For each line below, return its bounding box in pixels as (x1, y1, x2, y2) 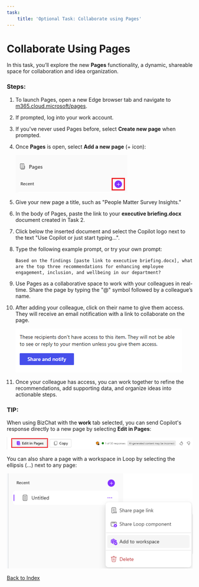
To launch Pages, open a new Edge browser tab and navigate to (15, 96, 171, 103)
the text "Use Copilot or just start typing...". (15, 234, 120, 241)
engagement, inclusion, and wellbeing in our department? (15, 269, 161, 275)
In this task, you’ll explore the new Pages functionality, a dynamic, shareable (6, 62, 193, 69)
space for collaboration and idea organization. (6, 68, 119, 75)
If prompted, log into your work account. (15, 114, 114, 121)
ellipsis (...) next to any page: (6, 462, 77, 469)
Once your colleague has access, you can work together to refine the (15, 378, 184, 385)
